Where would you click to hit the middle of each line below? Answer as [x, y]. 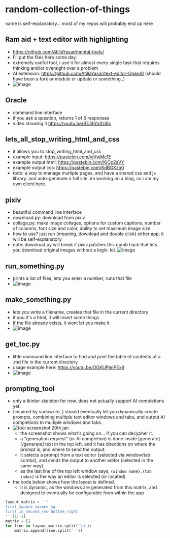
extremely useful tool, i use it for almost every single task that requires [86, 63]
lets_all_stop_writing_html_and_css [63, 139]
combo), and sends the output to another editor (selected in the [87, 460]
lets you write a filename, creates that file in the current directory [80, 312]
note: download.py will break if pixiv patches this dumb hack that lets [85, 245]
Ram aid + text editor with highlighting [67, 39]
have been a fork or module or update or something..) [69, 79]
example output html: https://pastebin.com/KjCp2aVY [69, 162]
